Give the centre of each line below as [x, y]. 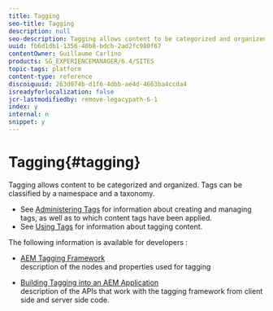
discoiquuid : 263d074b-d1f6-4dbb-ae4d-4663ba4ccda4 [97, 84]
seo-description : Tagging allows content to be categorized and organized [138, 39]
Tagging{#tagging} [75, 162]
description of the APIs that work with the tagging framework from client [141, 291]
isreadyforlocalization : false [61, 92]
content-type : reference [50, 77]
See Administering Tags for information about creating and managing [136, 209]
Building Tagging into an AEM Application [89, 283]
